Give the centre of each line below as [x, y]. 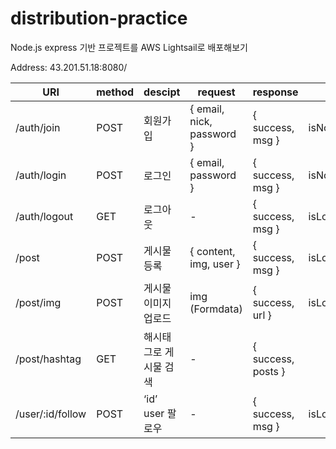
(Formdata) [216, 309]
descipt [162, 92]
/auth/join [38, 127]
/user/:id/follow [51, 414]
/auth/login [41, 175]
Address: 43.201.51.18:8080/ [69, 67]
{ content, [212, 251]
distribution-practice [99, 18]
